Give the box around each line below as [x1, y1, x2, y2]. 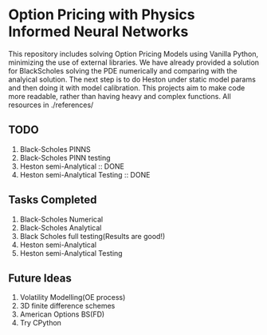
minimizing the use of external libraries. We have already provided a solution [8, 58, 260, 67]
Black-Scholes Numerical [19, 214, 104, 224]
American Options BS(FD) [19, 309, 105, 319]
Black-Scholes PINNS [19, 144, 92, 154]
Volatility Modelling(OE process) [19, 293, 126, 302]
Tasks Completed [8, 193, 97, 207]
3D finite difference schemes [19, 301, 116, 311]
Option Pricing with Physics [8, 6, 195, 24]
